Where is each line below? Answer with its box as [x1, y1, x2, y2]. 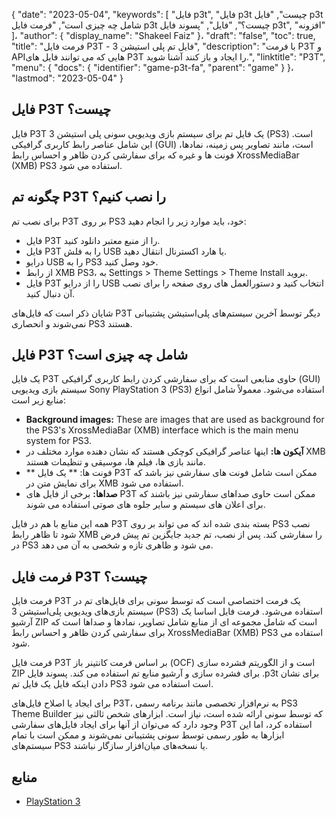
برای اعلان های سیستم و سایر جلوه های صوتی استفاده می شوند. [25, 499, 266, 511]
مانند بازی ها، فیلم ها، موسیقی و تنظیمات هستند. [25, 456, 206, 468]
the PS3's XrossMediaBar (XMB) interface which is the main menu [25, 424, 299, 436]
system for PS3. [25, 435, 92, 447]
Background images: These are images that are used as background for [25, 414, 325, 426]
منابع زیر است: [11, 394, 67, 406]
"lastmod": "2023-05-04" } [11, 72, 124, 84]
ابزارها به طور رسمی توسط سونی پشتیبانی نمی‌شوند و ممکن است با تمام [11, 729, 285, 741]
